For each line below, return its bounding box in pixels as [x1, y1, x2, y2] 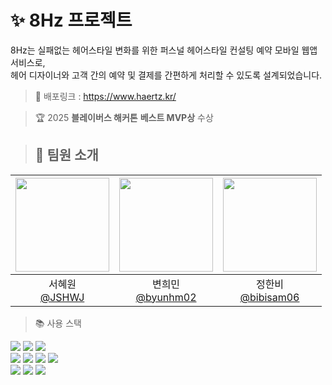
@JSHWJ [39, 290, 85, 304]
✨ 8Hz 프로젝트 [10, 9, 133, 32]
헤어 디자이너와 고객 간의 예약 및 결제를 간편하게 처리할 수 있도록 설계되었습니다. [10, 69, 323, 81]
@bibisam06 [239, 290, 300, 304]
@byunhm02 [135, 290, 197, 304]
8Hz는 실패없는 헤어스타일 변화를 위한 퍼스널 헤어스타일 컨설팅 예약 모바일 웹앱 [10, 44, 318, 56]
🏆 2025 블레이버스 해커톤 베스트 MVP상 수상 [34, 111, 214, 123]
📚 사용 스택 [34, 317, 82, 329]
